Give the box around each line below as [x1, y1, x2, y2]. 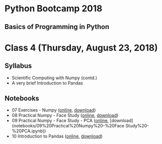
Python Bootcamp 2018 [4, 3, 102, 14]
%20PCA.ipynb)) [11, 128, 46, 134]
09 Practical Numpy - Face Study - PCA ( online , [11, 117, 109, 123]
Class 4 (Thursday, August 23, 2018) [4, 42, 158, 53]
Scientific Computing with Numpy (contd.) [11, 75, 97, 81]
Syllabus [4, 62, 32, 70]
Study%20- [125, 123, 149, 129]
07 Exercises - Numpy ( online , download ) [11, 107, 96, 113]
